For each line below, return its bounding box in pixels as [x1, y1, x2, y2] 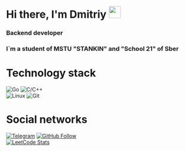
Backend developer [6, 29, 63, 37]
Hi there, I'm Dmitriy [6, 8, 107, 21]
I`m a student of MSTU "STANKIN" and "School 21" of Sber [6, 45, 179, 53]
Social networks [6, 113, 87, 126]
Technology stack [6, 67, 96, 80]
